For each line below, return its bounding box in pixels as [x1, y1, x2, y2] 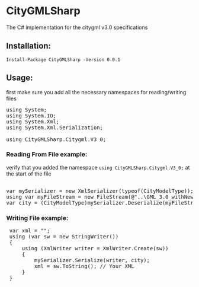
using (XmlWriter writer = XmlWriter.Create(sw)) [21, 245, 169, 252]
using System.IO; [6, 112, 56, 119]
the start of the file [6, 170, 52, 177]
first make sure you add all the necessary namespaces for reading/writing [6, 88, 187, 95]
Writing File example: [6, 213, 69, 222]
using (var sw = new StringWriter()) [9, 233, 119, 240]
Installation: [6, 41, 52, 51]
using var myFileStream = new [6, 193, 94, 200]
